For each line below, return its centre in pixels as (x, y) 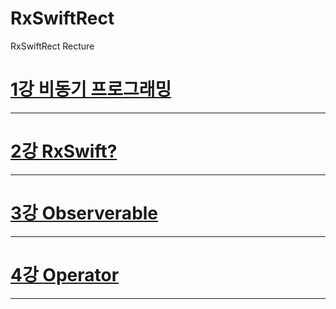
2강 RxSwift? (64, 151)
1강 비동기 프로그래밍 (91, 89)
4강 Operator (65, 274)
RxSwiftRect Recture (52, 46)
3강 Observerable (84, 213)
